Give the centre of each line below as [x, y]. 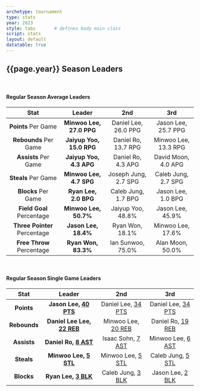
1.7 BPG [127, 198]
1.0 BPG [171, 198]
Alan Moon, [172, 242]
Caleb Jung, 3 [121, 373]
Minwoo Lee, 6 [170, 338]
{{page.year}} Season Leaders [65, 69]
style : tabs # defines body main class [63, 28]
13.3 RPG [172, 147]
